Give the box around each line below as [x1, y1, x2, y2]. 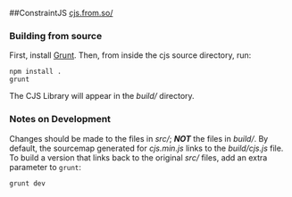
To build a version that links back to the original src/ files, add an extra [9, 152, 268, 163]
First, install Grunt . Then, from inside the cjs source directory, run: [9, 50, 252, 61]
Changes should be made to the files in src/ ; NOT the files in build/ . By [9, 133, 269, 144]
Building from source [9, 29, 103, 42]
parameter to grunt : [9, 161, 82, 172]
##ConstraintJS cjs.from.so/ [9, 8, 113, 18]
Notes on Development [9, 113, 112, 126]
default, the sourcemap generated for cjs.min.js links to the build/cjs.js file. [9, 143, 284, 153]
